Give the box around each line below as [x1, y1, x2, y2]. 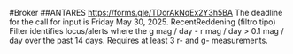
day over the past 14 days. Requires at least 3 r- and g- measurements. [9, 35, 268, 45]
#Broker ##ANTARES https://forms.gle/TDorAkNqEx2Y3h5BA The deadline [9, 8, 283, 17]
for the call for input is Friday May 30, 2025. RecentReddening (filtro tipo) [9, 17, 276, 27]
